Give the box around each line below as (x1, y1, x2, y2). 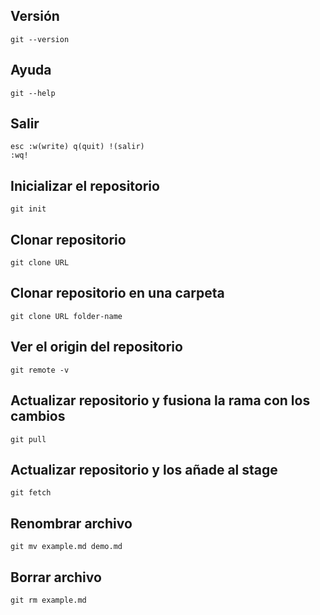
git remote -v (10, 365, 70, 375)
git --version (10, 34, 70, 44)
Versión (10, 8, 60, 25)
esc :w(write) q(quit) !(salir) (10, 142, 145, 152)
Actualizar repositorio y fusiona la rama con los (10, 392, 311, 409)
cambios (10, 408, 66, 425)
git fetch (10, 488, 52, 498)
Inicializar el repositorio (10, 177, 160, 194)
